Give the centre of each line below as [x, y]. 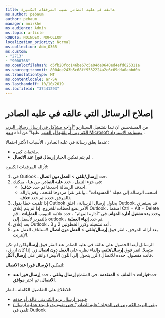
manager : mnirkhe [24, 24]
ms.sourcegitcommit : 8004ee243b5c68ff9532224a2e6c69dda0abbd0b [73, 70]
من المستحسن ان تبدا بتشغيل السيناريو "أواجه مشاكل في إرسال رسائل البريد [77, 127]
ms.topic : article [25, 33]
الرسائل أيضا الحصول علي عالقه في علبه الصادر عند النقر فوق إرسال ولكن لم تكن [80, 245]
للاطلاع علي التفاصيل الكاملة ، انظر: [39, 290]
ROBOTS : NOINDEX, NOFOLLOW [34, 38]
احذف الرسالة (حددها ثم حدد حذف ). [53, 187]
